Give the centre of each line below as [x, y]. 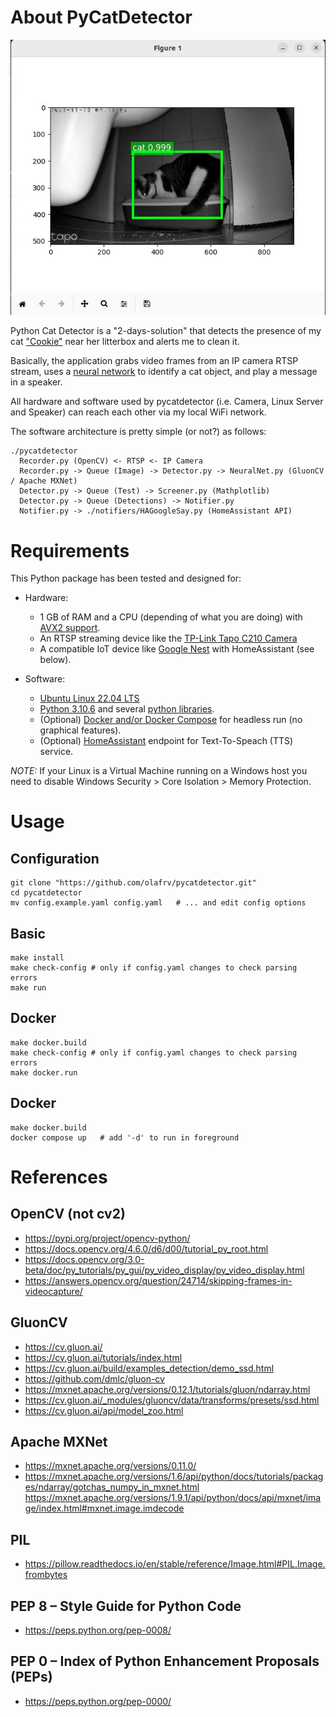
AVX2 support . [70, 628]
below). [55, 660]
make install [37, 958]
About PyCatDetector [101, 17]
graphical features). [80, 730]
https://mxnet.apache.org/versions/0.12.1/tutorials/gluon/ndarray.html [167, 1389]
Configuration [55, 858]
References [59, 1177]
